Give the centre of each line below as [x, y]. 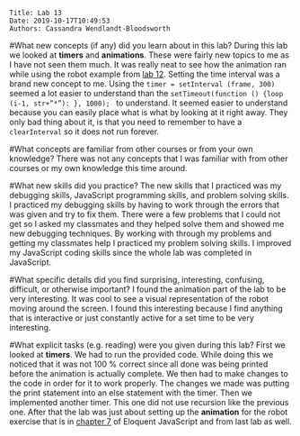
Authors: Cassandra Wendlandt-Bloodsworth [90, 29]
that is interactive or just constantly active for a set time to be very [132, 318]
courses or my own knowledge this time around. [98, 168]
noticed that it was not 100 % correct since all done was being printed [139, 364]
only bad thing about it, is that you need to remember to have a [126, 122]
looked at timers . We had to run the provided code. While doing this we [141, 354]
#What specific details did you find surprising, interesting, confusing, [137, 280]
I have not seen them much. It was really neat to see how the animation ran [148, 64]
